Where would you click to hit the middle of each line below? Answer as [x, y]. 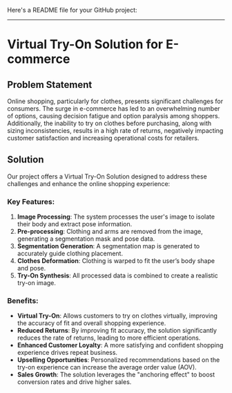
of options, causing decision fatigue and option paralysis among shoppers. [114, 116]
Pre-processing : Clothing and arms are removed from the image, [110, 232]
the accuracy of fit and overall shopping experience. [91, 323]
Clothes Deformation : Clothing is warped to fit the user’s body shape [116, 261]
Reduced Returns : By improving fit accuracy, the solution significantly [117, 331]
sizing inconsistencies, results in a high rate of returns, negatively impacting [115, 130]
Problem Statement [50, 85]
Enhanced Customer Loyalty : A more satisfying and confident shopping [120, 345]
